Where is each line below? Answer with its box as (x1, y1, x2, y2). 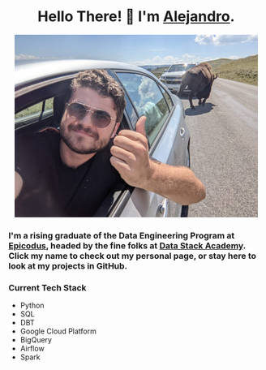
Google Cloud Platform (19, 326, 97, 336)
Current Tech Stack (8, 282, 87, 293)
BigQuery (19, 335, 53, 345)
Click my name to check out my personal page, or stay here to (8, 250, 257, 261)
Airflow (19, 344, 45, 354)
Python (19, 300, 45, 311)
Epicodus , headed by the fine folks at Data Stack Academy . (8, 239, 246, 251)
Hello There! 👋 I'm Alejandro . (37, 7, 235, 26)
